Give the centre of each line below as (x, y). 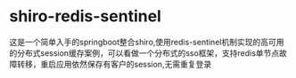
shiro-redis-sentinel (86, 16)
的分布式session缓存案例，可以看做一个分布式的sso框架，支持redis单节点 (144, 53)
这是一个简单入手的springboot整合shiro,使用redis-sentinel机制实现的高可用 (147, 42)
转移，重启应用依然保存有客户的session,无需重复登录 (114, 64)
